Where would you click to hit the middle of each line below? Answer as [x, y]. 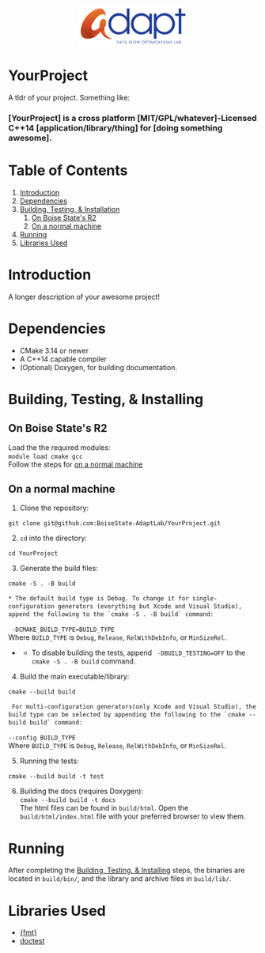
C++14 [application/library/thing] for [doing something [115, 127]
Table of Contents [68, 170]
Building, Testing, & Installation [70, 209]
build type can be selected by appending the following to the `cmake [127, 715]
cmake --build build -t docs [68, 800]
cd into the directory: [53, 538]
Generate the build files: [59, 569]
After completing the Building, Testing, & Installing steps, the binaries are [127, 870]
